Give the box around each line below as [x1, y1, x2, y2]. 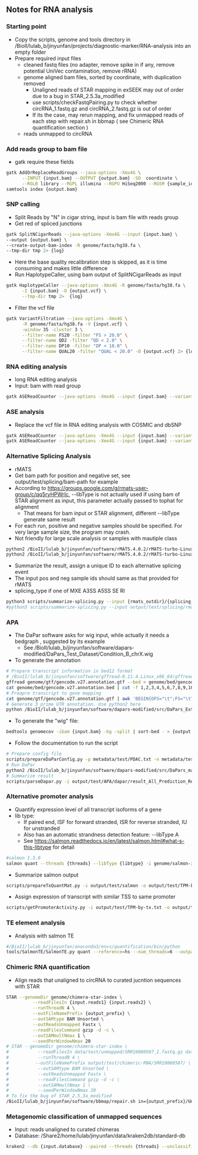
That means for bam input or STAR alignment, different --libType [23, 510, 180, 517]
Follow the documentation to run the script [14, 739, 118, 747]
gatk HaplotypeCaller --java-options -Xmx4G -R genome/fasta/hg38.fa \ [6, 283, 186, 288]
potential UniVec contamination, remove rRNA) [23, 67, 137, 74]
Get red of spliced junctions [14, 220, 82, 227]
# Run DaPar [6, 762, 35, 768]
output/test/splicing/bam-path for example [14, 478, 118, 485]
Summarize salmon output [14, 871, 79, 878]
